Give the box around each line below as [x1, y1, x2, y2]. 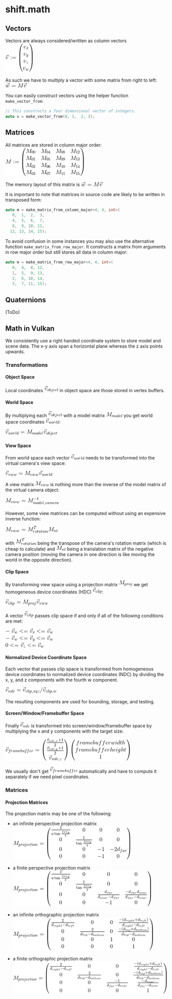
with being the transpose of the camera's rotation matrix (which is [5, 540, 166, 546]
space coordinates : [5, 419, 60, 425]
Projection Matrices [5, 799, 49, 805]
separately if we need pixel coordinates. [5, 774, 90, 780]
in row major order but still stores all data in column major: [5, 249, 128, 255]
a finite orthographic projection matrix [12, 956, 93, 962]
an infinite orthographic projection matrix [12, 912, 99, 918]
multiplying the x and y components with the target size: [5, 728, 124, 735]
